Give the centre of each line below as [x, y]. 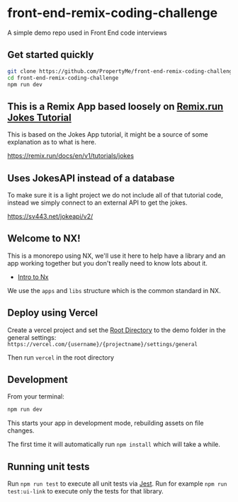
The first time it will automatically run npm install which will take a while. [114, 445]
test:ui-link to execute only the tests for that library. [86, 491]
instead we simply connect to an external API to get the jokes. [97, 202]
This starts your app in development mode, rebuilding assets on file [106, 423]
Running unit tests [49, 466]
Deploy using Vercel [53, 313]
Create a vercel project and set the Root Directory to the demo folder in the [117, 330]
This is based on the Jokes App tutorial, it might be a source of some [108, 135]
